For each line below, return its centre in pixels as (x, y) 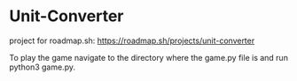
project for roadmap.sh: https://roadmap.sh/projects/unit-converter (132, 40)
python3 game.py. (42, 67)
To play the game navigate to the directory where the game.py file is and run (148, 57)
